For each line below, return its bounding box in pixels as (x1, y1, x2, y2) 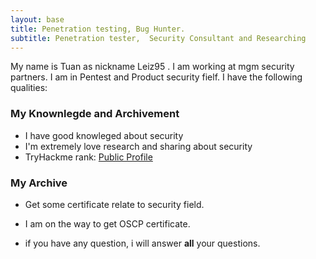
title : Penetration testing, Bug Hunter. (10, 24, 186, 34)
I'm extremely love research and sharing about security (24, 140, 253, 152)
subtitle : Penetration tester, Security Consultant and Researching (10, 33, 307, 43)
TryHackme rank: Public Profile (24, 151, 153, 163)
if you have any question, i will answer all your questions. (24, 237, 261, 249)
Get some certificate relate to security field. (24, 198, 205, 210)
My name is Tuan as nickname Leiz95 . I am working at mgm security (10, 61, 295, 73)
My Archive (10, 176, 68, 190)
